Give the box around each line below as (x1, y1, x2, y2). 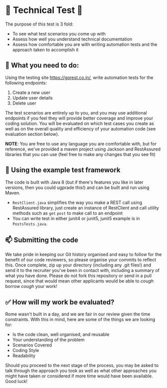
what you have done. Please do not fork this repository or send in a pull (5, 272, 152, 279)
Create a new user (12, 89, 51, 95)
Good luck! (5, 378, 28, 384)
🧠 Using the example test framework (5, 166, 121, 174)
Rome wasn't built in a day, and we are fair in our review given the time (5, 311, 151, 317)
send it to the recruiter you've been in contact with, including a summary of (5, 267, 160, 273)
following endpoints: (5, 79, 47, 85)
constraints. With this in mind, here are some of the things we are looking (5, 316, 156, 322)
